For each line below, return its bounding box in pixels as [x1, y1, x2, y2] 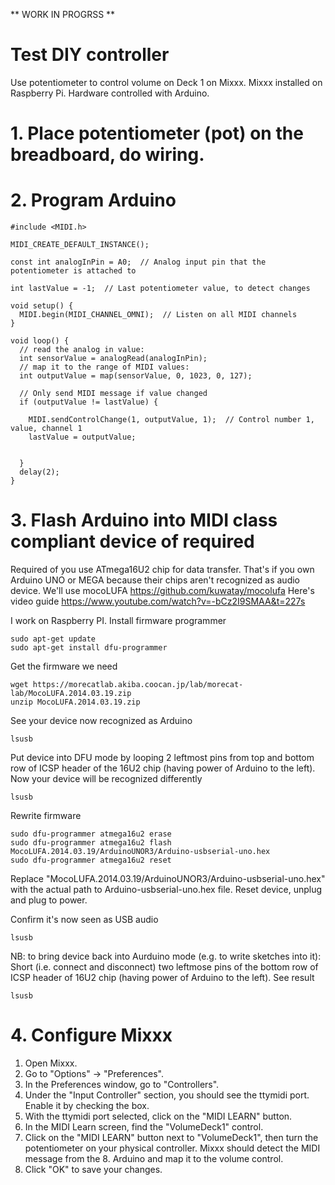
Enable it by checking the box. [24, 1099, 150, 1111]
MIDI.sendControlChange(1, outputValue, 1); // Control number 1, [28, 415, 315, 425]
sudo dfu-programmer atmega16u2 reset [10, 855, 172, 865]
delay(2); [19, 467, 60, 478]
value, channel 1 [10, 424, 83, 434]
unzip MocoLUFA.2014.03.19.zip [10, 697, 141, 707]
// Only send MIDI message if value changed [19, 389, 208, 399]
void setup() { [10, 301, 74, 311]
